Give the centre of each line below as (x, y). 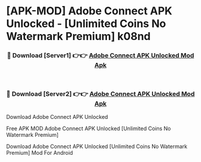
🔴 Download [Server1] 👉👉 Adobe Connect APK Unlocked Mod (100, 56)
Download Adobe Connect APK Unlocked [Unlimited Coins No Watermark (97, 146)
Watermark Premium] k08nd (78, 36)
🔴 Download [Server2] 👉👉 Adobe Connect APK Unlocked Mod (100, 94)
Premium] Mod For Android (40, 152)
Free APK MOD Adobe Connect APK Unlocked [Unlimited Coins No (89, 128)
